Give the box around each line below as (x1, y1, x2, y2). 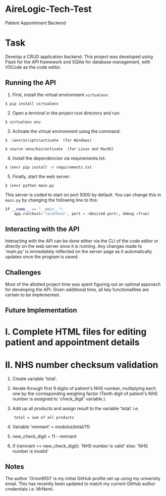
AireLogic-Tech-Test (5, 3, 92, 15)
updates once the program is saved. (5, 254, 79, 260)
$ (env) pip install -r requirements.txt (5, 165, 92, 169)
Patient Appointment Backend (5, 20, 66, 26)
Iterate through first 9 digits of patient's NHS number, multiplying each (12, 385, 156, 391)
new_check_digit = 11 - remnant (12, 433, 77, 439)
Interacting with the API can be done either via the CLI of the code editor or (5, 238, 159, 244)
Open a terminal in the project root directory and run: (12, 110, 120, 116)
